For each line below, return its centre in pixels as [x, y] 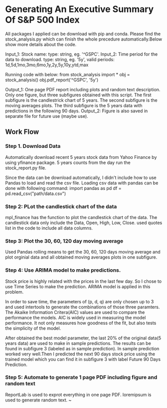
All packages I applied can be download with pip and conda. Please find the [83, 34]
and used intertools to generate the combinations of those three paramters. [83, 307]
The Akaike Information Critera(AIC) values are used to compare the [75, 312]
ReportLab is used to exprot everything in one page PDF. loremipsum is [78, 394]
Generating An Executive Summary [80, 9]
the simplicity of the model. [33, 328]
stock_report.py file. [26, 168]
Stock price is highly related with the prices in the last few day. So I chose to [83, 281]
